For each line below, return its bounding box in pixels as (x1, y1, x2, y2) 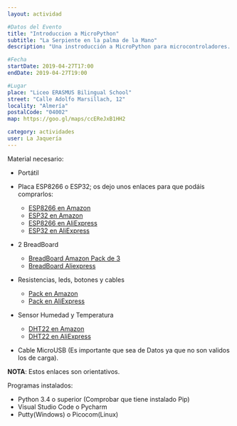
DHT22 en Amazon (28, 324, 85, 333)
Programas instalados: (7, 381, 73, 390)
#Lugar (7, 82, 27, 89)
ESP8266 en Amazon (28, 203, 91, 212)
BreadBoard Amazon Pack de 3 (28, 254, 121, 263)
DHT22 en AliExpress (28, 332, 91, 340)
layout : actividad (7, 10, 62, 18)
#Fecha (7, 56, 27, 64)
